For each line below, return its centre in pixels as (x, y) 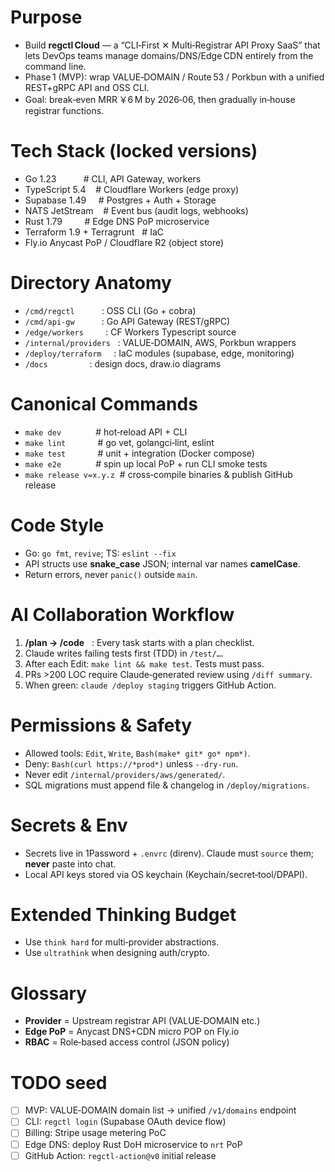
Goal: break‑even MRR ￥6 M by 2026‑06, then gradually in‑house (160, 99)
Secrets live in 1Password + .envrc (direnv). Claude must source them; (169, 853)
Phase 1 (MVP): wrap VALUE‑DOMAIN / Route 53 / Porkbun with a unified (174, 77)
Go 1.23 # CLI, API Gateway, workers (113, 178)
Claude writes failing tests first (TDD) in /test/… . (124, 653)
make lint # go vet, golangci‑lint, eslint (119, 442)
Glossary (49, 993)
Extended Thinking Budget (123, 914)
